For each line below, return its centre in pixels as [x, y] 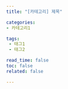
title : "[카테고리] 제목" [34, 12]
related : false [25, 71]
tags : [13, 39]
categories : [21, 22]
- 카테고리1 [18, 28]
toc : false [20, 66]
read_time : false [27, 61]
